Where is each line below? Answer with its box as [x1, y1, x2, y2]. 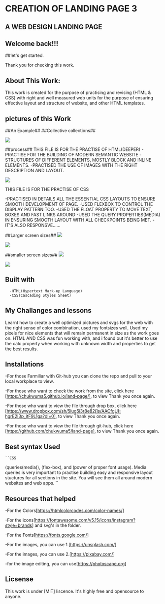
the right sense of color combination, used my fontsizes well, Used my [5, 325, 148, 330]
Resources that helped [5, 494, 76, 503]
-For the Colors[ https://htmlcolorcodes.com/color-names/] [5, 508, 124, 513]
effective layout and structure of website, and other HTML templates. [5, 100, 145, 106]
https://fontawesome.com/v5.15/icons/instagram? [35, 517, 135, 523]
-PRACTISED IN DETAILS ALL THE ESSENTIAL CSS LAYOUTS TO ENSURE [5, 196, 156, 202]
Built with [5, 276, 35, 284]
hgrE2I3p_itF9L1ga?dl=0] [5, 414, 56, 419]
